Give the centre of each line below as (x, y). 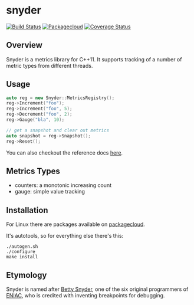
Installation (27, 210)
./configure (21, 252)
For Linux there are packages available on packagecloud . (76, 224)
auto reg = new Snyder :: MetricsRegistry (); (60, 98)
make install (22, 257)
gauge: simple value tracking (50, 192)
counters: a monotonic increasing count (63, 185)
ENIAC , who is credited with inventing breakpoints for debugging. (86, 295)
